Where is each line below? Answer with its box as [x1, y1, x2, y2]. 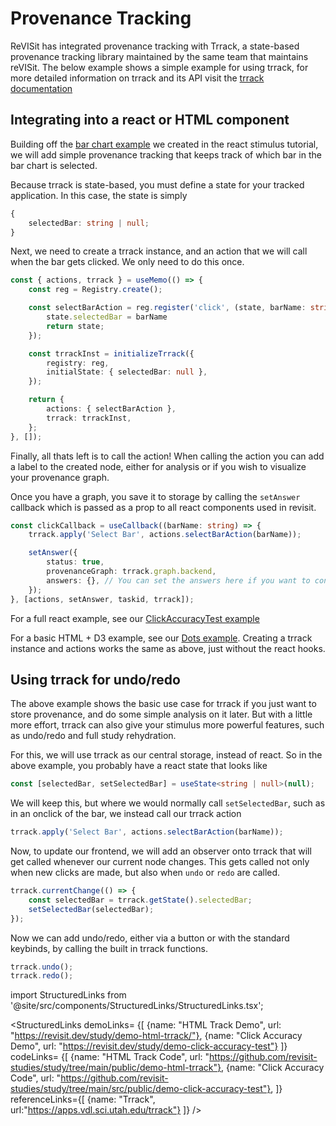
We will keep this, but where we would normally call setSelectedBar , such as [10, 797, 326, 809]
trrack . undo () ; [10, 962, 74, 972]
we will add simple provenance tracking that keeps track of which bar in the [10, 148, 322, 161]
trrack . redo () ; [10, 971, 74, 981]
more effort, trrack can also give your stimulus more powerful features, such [10, 719, 325, 731]
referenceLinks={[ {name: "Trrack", [10, 1093, 156, 1106]
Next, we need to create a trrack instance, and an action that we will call [10, 245, 308, 257]
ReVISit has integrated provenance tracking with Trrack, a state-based [10, 40, 300, 52]
